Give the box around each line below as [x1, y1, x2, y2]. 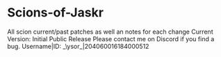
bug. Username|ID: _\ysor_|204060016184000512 [7, 42, 149, 50]
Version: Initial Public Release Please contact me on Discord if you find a [7, 34, 215, 43]
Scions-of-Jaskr [7, 5, 104, 21]
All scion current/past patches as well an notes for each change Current [7, 27, 213, 36]
